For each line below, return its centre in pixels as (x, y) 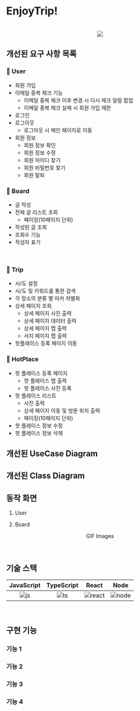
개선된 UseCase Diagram (52, 453)
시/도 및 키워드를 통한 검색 (45, 291)
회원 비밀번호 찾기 (44, 167)
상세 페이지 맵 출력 (45, 328)
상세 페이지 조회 (33, 306)
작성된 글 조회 (31, 227)
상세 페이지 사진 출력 (48, 313)
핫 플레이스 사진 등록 (48, 388)
